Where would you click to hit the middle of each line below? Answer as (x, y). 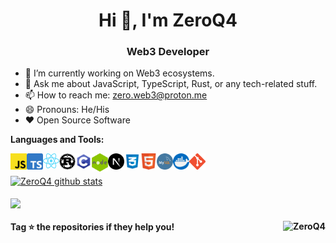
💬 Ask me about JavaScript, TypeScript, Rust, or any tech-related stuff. (171, 84)
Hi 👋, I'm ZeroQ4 (168, 20)
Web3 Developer (168, 52)
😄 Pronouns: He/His (67, 110)
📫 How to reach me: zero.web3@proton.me (116, 95)
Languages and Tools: (57, 140)
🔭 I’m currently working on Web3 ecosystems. (119, 73)
